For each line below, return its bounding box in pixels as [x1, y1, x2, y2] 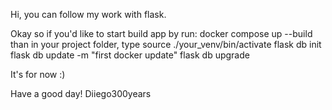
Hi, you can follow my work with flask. [10, 9, 167, 20]
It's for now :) [10, 69, 66, 80]
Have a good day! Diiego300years [10, 88, 152, 99]
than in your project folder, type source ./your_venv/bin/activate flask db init [10, 39, 322, 50]
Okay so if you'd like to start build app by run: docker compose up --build [10, 28, 313, 39]
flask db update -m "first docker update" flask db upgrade [10, 49, 250, 61]
